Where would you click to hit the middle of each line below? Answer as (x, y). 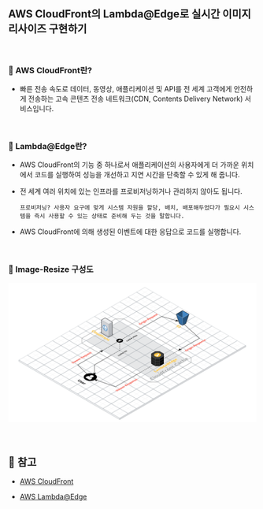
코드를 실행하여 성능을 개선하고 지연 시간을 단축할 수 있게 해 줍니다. (137, 175)
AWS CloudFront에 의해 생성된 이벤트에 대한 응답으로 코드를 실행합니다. (130, 232)
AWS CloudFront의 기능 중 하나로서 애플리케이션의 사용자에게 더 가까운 (130, 165)
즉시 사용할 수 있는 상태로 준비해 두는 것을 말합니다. (109, 216)
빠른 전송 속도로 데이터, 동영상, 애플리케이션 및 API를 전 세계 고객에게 (126, 89)
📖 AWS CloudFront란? (50, 70)
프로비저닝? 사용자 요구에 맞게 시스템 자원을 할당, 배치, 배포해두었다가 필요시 (130, 208)
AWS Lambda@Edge (53, 497)
